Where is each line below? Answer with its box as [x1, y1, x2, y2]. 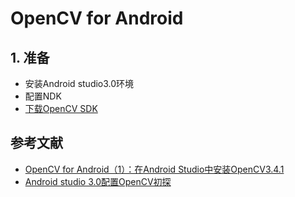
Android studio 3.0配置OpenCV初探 [24, 175, 172, 187]
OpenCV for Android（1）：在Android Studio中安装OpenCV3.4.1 [24, 163, 285, 175]
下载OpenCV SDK [24, 103, 98, 114]
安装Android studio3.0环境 [24, 78, 135, 89]
